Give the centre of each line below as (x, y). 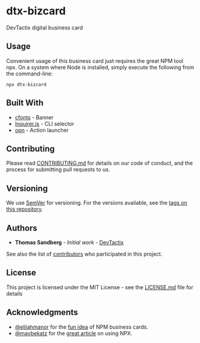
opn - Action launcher (42, 130)
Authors (22, 228)
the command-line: (30, 74)
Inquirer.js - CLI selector (44, 123)
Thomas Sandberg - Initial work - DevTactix (69, 242)
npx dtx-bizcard (26, 84)
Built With (25, 103)
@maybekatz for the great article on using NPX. (73, 333)
